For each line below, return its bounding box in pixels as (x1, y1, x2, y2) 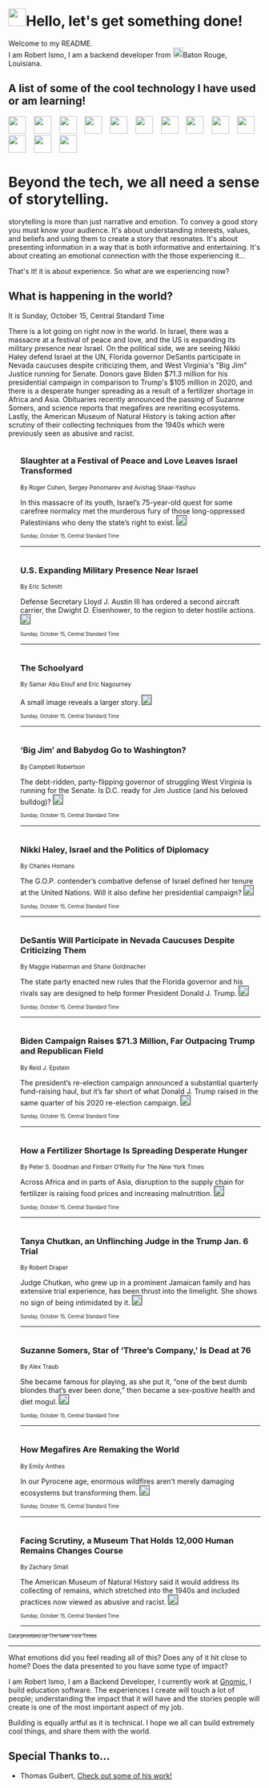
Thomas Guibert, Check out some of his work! (19, 1770, 172, 1780)
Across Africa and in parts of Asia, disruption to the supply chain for (19, 1177, 245, 1186)
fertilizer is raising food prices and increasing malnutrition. (19, 1188, 212, 1198)
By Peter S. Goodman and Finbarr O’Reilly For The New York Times (19, 1162, 204, 1171)
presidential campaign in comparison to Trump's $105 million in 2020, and (8, 377, 252, 387)
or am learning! (8, 95, 86, 108)
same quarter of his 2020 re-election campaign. (19, 1097, 179, 1107)
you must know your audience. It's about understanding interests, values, (8, 225, 251, 235)
